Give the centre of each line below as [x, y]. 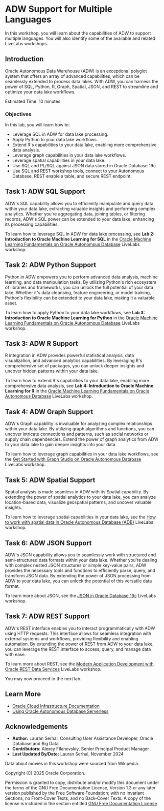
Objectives [18, 114]
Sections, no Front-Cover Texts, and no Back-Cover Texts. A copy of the [78, 798]
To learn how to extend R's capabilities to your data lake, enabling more [77, 381]
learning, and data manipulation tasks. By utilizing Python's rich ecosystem [81, 282]
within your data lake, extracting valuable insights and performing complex [80, 209]
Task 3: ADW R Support [42, 344]
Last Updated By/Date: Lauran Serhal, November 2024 [68, 754]
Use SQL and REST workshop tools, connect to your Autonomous [78, 171]
